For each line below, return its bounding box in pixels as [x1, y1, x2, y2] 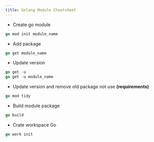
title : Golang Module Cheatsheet [5, 7, 76, 13]
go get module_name [5, 51, 47, 56]
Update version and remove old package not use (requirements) [12, 84, 149, 90]
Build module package [12, 103, 60, 109]
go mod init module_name [5, 31, 58, 36]
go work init [5, 131, 33, 137]
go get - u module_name [5, 75, 54, 80]
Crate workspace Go [12, 122, 57, 128]
